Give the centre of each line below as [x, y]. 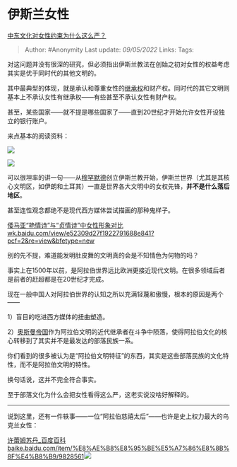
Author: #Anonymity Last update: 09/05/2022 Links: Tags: [109, 50]
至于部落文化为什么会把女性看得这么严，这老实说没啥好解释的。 [100, 394]
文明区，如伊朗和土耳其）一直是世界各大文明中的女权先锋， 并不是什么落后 [121, 186]
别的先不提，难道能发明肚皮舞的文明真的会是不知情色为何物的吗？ [103, 255]
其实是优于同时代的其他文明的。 [54, 73]
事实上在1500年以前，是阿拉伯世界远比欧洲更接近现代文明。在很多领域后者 [116, 270]
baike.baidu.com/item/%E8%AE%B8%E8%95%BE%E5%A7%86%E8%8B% [119, 448]
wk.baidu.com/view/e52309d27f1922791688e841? [81, 233]
